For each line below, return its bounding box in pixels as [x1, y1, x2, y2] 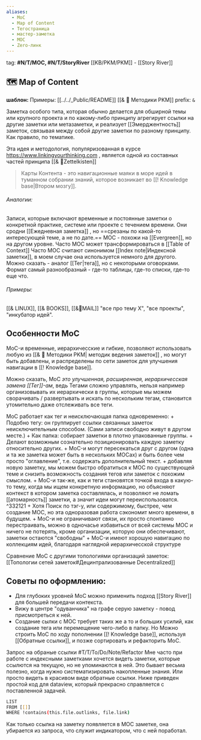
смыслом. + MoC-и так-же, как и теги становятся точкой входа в [6, 476, 174, 483]
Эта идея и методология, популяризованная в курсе [6, 145, 141, 152]
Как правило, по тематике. [6, 133, 75, 140]
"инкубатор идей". [6, 311, 53, 319]
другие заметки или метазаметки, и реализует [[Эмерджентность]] [6, 120, 181, 128]
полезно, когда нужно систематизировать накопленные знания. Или [6, 668, 183, 675]
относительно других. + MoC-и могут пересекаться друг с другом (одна [6, 444, 194, 452]
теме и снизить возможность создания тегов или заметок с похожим [6, 470, 185, 477]
